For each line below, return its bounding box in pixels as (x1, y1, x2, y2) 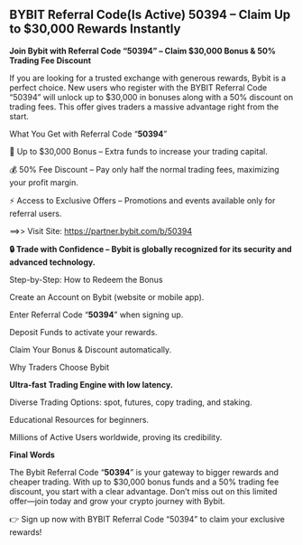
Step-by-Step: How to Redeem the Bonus (9, 274, 164, 285)
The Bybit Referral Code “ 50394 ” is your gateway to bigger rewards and (9, 466, 279, 477)
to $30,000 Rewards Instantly (9, 22, 181, 37)
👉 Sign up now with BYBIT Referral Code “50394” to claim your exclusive (9, 513, 286, 524)
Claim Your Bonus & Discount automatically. (9, 343, 172, 355)
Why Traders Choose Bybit (9, 362, 110, 372)
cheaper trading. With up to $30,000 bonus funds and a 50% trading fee (9, 476, 279, 487)
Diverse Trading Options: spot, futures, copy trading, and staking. (9, 397, 252, 408)
